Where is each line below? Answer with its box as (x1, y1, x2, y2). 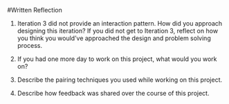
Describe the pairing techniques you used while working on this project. (17, 76, 223, 84)
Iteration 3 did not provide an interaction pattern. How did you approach (17, 19, 223, 27)
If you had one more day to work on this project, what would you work (17, 55, 217, 63)
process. (17, 42, 43, 49)
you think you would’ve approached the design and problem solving (17, 34, 211, 42)
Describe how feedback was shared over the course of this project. (17, 89, 210, 97)
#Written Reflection (7, 6, 62, 14)
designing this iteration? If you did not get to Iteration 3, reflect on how (17, 27, 219, 35)
